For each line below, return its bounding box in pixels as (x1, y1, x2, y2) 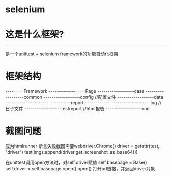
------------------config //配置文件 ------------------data (43, 94, 164, 100)
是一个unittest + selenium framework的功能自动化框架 (5, 51, 119, 57)
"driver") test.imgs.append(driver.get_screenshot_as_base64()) (5, 149, 138, 155)
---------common (5, 94, 42, 100)
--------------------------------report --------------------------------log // (5, 100, 162, 106)
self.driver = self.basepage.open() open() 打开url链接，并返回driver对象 (5, 166, 155, 171)
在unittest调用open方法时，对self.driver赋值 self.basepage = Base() (5, 159, 147, 165)
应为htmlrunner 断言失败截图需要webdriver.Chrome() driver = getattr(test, (5, 143, 160, 149)
